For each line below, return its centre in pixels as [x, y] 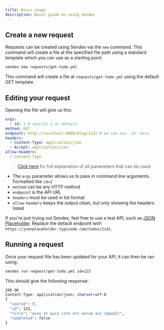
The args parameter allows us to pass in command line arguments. [81, 176]
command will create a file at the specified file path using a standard [76, 52]
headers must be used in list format [48, 197]
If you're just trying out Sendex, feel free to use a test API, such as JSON [80, 218]
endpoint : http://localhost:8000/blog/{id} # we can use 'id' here [77, 133]
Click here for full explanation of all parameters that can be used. [85, 166]
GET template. [20, 82]
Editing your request [38, 98]
